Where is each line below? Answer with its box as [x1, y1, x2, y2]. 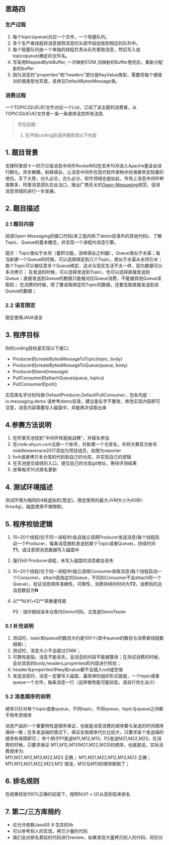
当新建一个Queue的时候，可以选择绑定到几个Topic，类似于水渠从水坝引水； [5, 256, 162, 262]
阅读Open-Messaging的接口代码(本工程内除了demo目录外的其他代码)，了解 [5, 233, 162, 239]
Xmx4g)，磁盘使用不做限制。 [5, 504, 66, 510]
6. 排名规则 [5, 777, 40, 785]
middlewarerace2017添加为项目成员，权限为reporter [12, 448, 122, 454]
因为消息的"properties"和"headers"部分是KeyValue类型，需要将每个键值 [12, 71, 162, 77]
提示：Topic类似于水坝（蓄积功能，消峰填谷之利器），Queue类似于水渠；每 [5, 250, 160, 256]
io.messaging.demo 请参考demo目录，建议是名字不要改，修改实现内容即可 [5, 398, 160, 404]
